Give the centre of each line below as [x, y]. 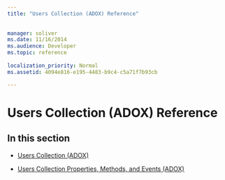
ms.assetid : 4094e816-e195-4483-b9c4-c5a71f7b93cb [82, 72]
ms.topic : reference [37, 53]
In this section [39, 138]
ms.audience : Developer [42, 46]
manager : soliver [32, 33]
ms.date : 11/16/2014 [37, 40]
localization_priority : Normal [53, 66]
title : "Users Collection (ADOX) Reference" [73, 14]
